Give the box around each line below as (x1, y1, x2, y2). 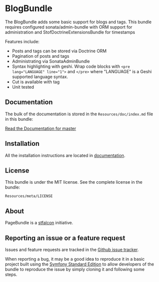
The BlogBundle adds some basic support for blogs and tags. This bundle (5, 19, 152, 25)
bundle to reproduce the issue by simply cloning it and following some (5, 266, 145, 272)
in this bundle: (5, 116, 33, 122)
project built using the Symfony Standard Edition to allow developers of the (5, 261, 154, 267)
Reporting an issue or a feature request (5, 234, 126, 242)
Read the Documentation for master (5, 125, 76, 131)
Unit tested (12, 84, 34, 90)
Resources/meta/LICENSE (5, 194, 53, 199)
